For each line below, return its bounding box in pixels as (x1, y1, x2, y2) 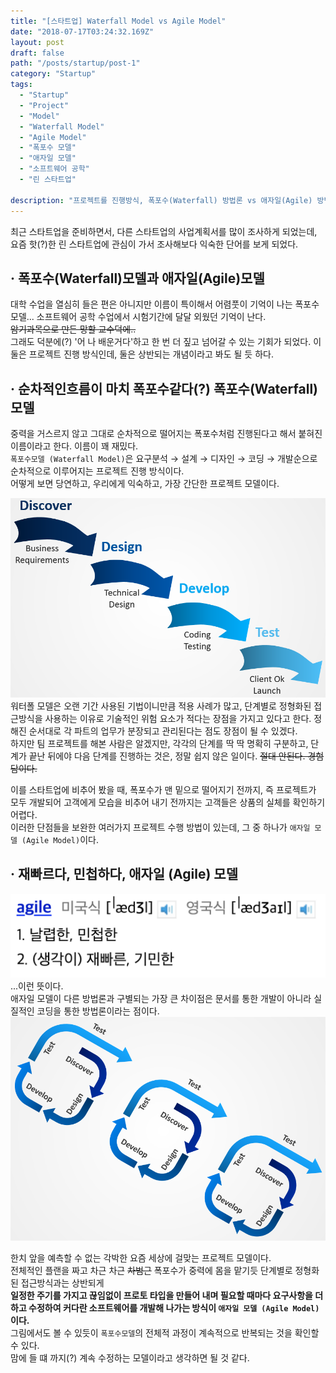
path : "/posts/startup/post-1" (10, 58, 141, 69)
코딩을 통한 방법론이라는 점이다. (36, 1005, 160, 1017)
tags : (10, 80, 33, 90)
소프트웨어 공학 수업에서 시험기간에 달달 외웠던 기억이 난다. (36, 311, 267, 323)
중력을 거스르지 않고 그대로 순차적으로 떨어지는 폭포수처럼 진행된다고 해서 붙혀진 (10, 428, 323, 440)
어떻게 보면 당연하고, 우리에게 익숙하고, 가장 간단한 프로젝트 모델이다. (10, 478, 280, 490)
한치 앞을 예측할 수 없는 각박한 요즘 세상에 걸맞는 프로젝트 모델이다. (10, 1251, 272, 1264)
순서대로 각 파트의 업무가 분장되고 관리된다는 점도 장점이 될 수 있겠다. (28, 725, 298, 737)
